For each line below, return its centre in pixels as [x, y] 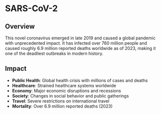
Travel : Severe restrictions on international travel [61, 101]
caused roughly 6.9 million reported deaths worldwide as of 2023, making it [80, 48]
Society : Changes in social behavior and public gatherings [70, 96]
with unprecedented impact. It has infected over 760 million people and [76, 43]
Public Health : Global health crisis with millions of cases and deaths [80, 80]
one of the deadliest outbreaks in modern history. [54, 53]
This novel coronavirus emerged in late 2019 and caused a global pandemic [80, 38]
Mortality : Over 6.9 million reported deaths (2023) [62, 106]
